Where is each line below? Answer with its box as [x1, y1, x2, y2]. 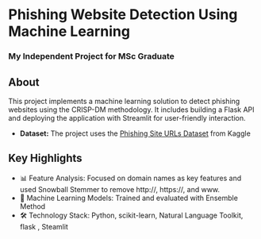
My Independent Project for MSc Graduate [8, 51, 175, 62]
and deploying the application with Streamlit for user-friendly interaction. [8, 113, 246, 122]
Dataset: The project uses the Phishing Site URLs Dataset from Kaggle [19, 129, 251, 138]
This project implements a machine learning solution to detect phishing [8, 96, 240, 106]
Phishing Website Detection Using [8, 6, 238, 24]
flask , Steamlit [19, 222, 69, 231]
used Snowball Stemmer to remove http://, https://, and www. [19, 184, 221, 194]
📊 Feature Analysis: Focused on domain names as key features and [19, 173, 242, 183]
